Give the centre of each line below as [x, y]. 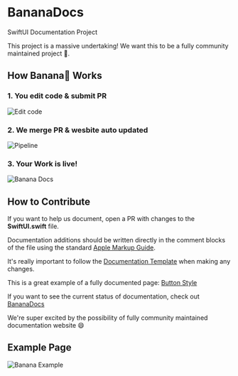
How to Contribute [49, 202]
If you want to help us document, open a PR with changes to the [101, 219]
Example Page [39, 348]
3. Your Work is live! [43, 163]
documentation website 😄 [46, 326]
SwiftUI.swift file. [33, 226]
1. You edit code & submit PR [57, 96]
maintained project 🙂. [38, 53]
